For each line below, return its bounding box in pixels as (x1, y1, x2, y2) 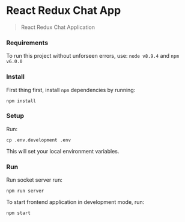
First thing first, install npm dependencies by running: (6, 86, 136, 93)
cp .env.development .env (6, 137, 71, 143)
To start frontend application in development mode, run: (6, 199, 145, 206)
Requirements (6, 39, 49, 47)
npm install (6, 97, 36, 104)
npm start (6, 210, 31, 217)
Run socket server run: (6, 176, 63, 183)
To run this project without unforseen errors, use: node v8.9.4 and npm (6, 52, 179, 60)
